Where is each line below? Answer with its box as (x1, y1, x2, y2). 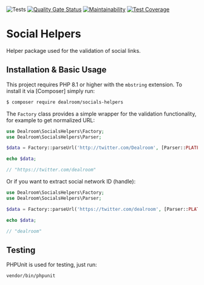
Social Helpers (6, 27, 81, 41)
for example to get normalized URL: (6, 116, 95, 124)
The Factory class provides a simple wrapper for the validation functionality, (6, 110, 197, 117)
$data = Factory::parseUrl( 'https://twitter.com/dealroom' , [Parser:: (6, 206, 189, 212)
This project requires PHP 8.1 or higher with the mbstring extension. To (6, 81, 182, 88)
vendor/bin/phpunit (6, 273, 56, 279)
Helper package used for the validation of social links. (6, 47, 141, 54)
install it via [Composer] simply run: (6, 87, 95, 94)
